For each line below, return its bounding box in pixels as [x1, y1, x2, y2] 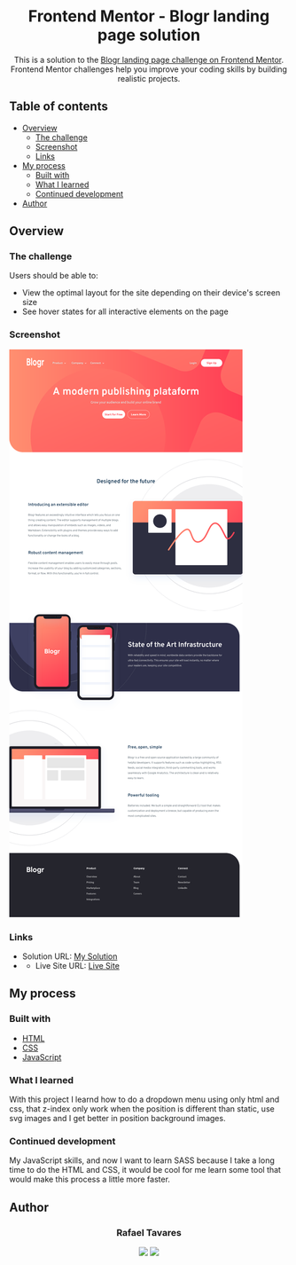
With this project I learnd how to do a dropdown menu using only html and [9, 1094, 280, 1105]
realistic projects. [117, 73, 181, 83]
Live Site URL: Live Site [35, 961, 120, 971]
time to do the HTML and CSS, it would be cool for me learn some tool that [9, 1165, 282, 1175]
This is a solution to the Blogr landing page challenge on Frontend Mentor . [13, 54, 284, 65]
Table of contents [9, 99, 108, 114]
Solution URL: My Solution [21, 951, 118, 962]
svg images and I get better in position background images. [9, 1113, 226, 1124]
